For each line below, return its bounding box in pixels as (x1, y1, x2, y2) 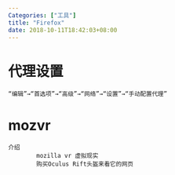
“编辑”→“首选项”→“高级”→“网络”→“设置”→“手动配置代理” (8, 90, 167, 98)
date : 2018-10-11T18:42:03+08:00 (8, 26, 118, 34)
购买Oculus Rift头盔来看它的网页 (36, 160, 133, 169)
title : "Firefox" (8, 19, 65, 27)
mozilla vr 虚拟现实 (36, 152, 99, 160)
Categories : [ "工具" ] (8, 11, 77, 20)
